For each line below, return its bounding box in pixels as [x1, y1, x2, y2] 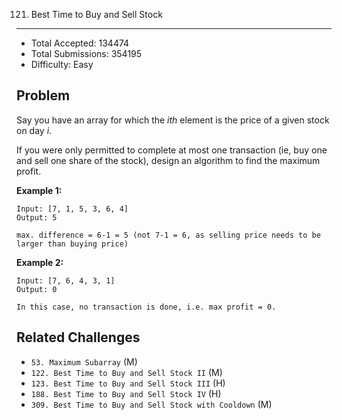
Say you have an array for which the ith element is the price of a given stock [16, 114, 330, 126]
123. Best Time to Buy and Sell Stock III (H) [30, 377, 226, 389]
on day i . [16, 124, 53, 136]
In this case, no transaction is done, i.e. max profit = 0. [16, 302, 277, 312]
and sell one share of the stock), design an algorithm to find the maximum [16, 154, 321, 166]
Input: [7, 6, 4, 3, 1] [16, 275, 116, 286]
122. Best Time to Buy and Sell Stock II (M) [30, 366, 223, 378]
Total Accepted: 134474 [30, 37, 130, 49]
